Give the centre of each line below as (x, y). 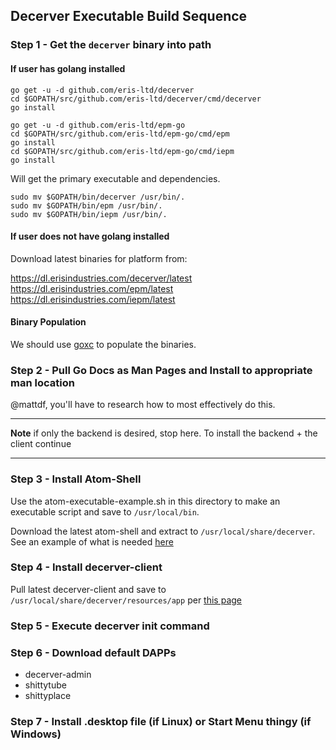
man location (42, 382)
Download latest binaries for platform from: (99, 258)
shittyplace (48, 696)
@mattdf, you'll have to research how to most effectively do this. (143, 405)
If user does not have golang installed (90, 236)
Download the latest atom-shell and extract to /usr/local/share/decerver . (163, 531)
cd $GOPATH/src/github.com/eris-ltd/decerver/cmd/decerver (136, 99)
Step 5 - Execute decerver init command (110, 626)
